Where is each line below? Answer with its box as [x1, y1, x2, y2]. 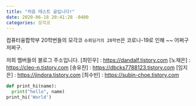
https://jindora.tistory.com [17, 72, 81, 79]
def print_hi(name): [6, 83, 58, 89]
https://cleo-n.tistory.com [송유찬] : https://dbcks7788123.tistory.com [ [6, 64, 178, 71]
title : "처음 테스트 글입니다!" [6, 8, 75, 15]
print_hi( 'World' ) [6, 94, 52, 101]
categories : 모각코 [6, 20, 50, 25]
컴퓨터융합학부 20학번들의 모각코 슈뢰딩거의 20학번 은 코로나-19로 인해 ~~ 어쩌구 [6, 37, 189, 44]
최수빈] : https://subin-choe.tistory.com [84, 72, 179, 79]
